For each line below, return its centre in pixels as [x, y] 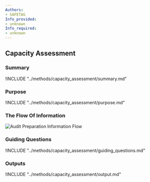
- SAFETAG [15, 15]
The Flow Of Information [35, 115]
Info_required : [21, 29]
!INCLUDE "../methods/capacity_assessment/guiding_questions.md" [75, 150]
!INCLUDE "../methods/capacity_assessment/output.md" [63, 174]
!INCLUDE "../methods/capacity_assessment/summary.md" [66, 79]
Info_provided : [21, 19]
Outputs [15, 163]
